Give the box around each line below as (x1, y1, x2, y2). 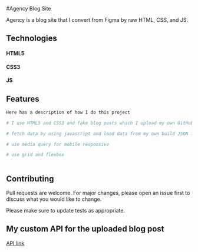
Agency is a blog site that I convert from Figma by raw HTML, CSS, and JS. (6, 16, 189, 23)
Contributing (6, 174, 54, 184)
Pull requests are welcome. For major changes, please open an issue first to (6, 190, 190, 197)
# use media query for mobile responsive (6, 141, 110, 147)
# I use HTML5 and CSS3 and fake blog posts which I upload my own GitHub (6, 120, 194, 126)
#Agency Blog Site (6, 5, 51, 12)
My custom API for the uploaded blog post (6, 224, 164, 234)
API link (6, 240, 25, 247)
